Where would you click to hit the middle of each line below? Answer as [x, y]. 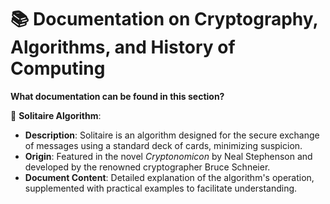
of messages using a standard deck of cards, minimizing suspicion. [163, 145]
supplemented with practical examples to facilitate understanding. [161, 188]
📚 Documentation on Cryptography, [164, 19]
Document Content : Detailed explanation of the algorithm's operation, [169, 177]
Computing [58, 68]
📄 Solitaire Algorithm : [56, 115]
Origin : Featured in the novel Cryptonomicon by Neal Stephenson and [168, 156]
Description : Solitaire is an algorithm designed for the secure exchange [172, 135]
